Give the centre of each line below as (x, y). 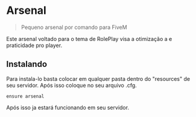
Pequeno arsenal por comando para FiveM (74, 27)
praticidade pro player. (34, 45)
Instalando (27, 64)
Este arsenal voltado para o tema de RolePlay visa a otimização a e (89, 39)
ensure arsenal (25, 96)
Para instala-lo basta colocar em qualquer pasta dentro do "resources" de (98, 78)
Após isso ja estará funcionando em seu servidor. (68, 107)
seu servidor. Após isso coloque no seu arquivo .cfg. (71, 85)
